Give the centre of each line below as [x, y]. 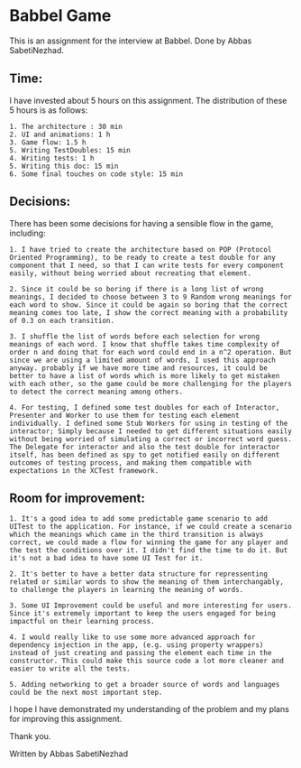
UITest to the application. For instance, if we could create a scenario [151, 527]
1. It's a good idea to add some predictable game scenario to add [139, 519]
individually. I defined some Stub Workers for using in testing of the [149, 423]
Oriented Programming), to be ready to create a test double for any [143, 257]
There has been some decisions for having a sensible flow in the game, [141, 223]
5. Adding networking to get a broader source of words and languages [145, 685]
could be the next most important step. [87, 693]
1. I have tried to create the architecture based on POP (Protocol [141, 249]
